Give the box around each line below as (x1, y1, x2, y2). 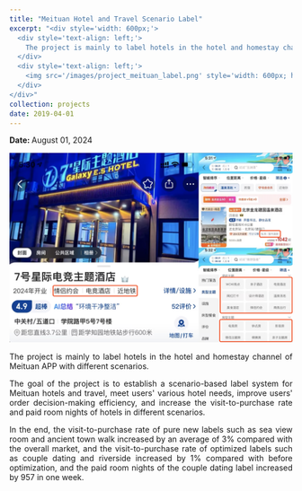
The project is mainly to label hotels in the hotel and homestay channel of (9, 351, 293, 363)
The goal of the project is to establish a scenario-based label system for (9, 378, 293, 390)
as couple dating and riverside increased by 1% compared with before (9, 453, 293, 464)
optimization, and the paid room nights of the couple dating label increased (9, 462, 293, 473)
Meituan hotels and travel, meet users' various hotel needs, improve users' (9, 388, 293, 399)
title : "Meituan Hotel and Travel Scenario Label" (9, 14, 203, 23)
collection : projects (9, 100, 91, 109)
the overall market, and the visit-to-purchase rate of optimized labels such (9, 443, 293, 454)
